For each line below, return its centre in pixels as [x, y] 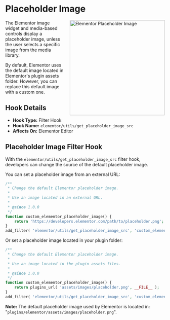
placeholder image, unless [33, 39]
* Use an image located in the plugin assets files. [64, 264]
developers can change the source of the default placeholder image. [77, 164]
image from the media [28, 50]
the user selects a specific [33, 44]
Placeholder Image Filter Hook [54, 147]
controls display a [24, 33]
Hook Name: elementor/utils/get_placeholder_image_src [73, 125]
